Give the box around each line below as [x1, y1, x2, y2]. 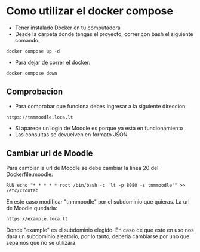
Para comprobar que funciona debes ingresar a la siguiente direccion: [14, 102, 187, 110]
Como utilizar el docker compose [6, 4, 173, 18]
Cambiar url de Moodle [6, 148, 93, 159]
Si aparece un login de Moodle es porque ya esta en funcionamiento [14, 125, 183, 132]
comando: [14, 37, 40, 44]
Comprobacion [6, 87, 63, 97]
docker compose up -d [6, 48, 60, 54]
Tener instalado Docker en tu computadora [14, 24, 121, 31]
